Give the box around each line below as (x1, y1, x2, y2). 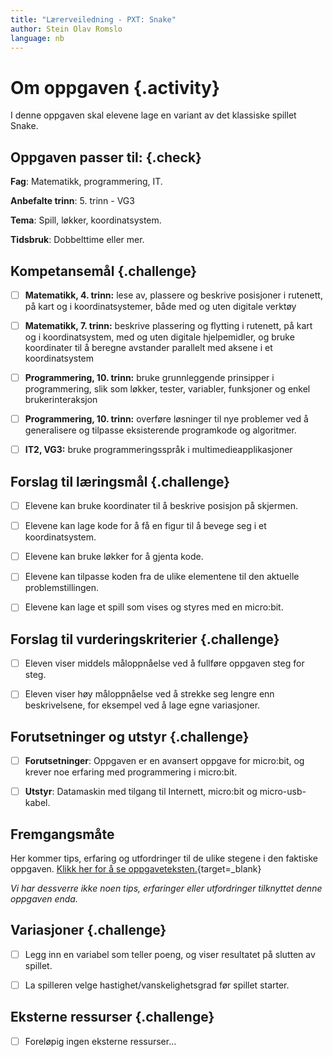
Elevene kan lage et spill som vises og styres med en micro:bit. (24, 601, 284, 613)
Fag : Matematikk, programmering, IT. (10, 176, 163, 188)
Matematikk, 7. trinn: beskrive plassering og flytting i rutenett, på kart (24, 320, 313, 331)
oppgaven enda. (10, 893, 78, 905)
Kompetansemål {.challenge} (10, 262, 198, 280)
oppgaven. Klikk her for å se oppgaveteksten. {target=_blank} (10, 863, 262, 875)
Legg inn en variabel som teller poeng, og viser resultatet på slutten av (24, 948, 316, 960)
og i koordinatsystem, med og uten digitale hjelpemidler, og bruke (24, 331, 295, 343)
